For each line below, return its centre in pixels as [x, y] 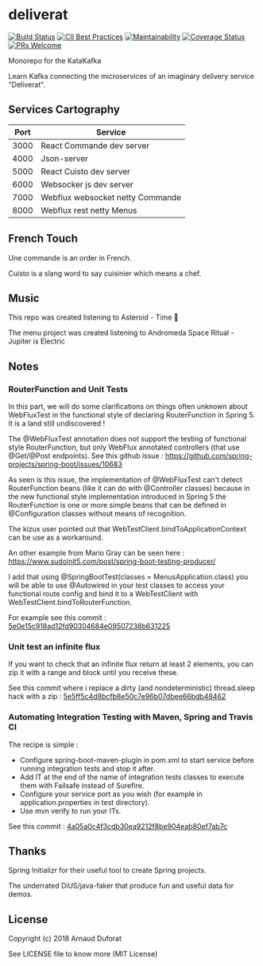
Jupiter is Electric [37, 341]
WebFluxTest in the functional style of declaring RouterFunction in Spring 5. [132, 415]
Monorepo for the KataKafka [55, 61]
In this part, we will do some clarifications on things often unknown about [128, 406]
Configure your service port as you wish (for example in [111, 794]
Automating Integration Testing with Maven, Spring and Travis [131, 717]
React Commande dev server [95, 145]
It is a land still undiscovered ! [57, 423]
